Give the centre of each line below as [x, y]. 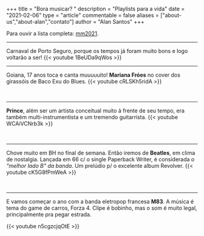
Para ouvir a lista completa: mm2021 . [53, 33]
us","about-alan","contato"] [40, 22]
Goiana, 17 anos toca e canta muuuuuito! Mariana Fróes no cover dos [93, 75]
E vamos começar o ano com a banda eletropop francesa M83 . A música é [100, 201]
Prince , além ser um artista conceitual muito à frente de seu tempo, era [96, 111]
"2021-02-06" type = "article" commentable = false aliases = [83, 15]
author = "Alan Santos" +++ [110, 22]
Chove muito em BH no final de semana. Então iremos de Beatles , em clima [101, 153]
